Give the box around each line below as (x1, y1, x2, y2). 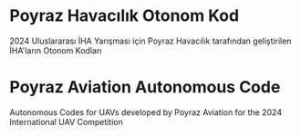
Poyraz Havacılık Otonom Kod (9, 5, 240, 26)
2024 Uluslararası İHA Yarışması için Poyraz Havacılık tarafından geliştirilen (9, 35, 292, 46)
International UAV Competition (9, 116, 123, 127)
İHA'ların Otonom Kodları (9, 44, 102, 55)
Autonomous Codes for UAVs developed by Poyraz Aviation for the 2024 (9, 106, 283, 118)
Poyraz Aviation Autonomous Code (9, 77, 281, 98)
